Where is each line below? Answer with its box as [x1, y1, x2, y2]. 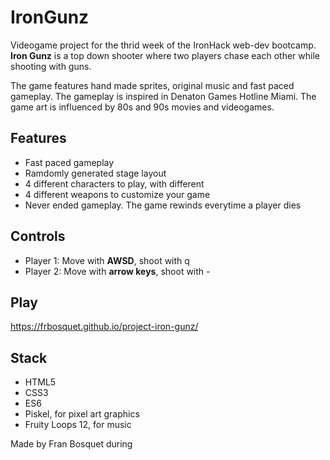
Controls [10, 228, 66, 245]
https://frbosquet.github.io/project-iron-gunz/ [10, 321, 199, 333]
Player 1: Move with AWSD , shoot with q [24, 254, 190, 266]
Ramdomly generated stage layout [24, 167, 167, 179]
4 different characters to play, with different [24, 177, 205, 190]
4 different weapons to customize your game [24, 188, 211, 200]
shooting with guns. [10, 60, 92, 72]
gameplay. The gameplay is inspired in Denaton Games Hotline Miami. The [10, 90, 317, 102]
